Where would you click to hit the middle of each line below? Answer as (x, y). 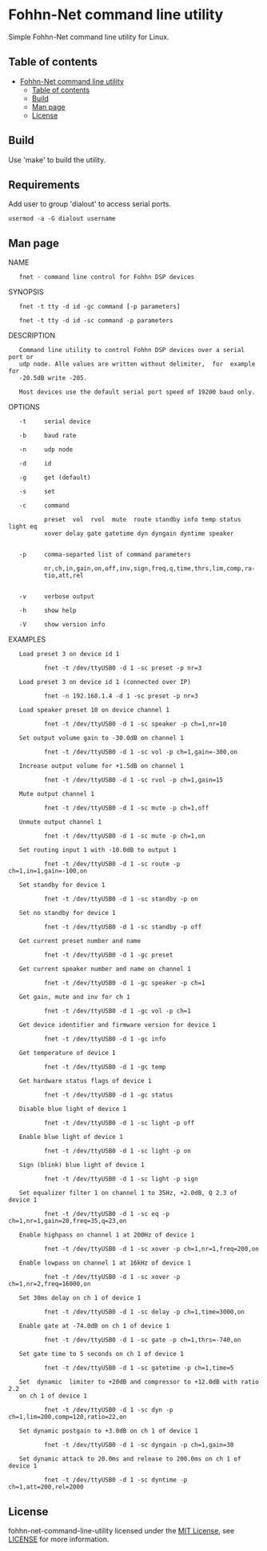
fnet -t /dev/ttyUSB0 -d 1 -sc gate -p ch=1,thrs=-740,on (142, 1340)
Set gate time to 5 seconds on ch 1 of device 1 (101, 1354)
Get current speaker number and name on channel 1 (105, 969)
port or (21, 358)
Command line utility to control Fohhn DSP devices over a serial (132, 350)
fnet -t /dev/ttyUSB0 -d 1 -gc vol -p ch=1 (118, 1011)
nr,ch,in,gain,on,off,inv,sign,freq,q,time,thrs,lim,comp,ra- (149, 569)
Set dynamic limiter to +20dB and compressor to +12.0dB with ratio (139, 1382)
